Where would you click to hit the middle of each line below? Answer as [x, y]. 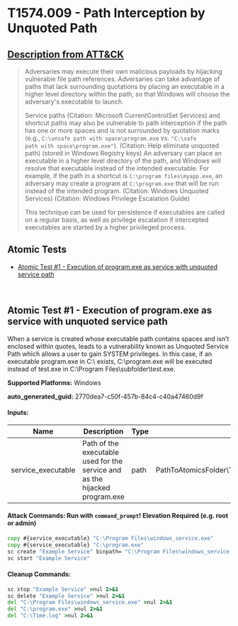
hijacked [97, 487]
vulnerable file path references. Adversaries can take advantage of [122, 79]
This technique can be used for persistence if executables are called [125, 212]
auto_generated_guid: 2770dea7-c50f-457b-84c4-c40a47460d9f [105, 396]
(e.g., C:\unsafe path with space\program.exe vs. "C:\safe [110, 138]
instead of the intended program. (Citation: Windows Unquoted [117, 191]
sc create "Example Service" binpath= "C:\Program [84, 551]
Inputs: [18, 413]
